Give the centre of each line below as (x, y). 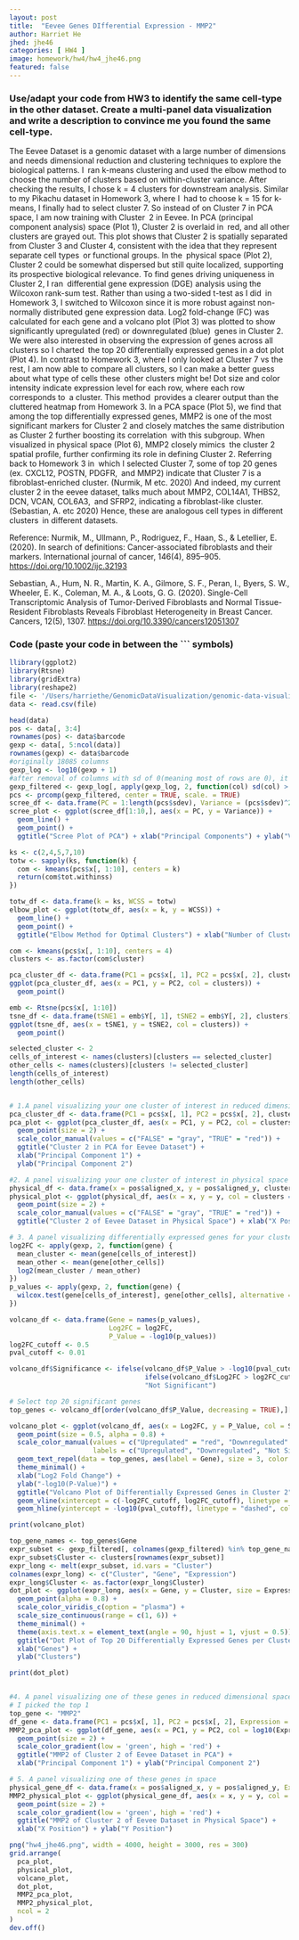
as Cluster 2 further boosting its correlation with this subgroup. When (137, 435)
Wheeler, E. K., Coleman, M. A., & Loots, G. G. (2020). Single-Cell (129, 593)
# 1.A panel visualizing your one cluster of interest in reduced (135, 1106)
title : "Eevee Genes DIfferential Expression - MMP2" (113, 26)
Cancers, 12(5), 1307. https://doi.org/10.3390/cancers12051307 (124, 621)
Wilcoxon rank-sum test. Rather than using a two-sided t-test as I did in (141, 293)
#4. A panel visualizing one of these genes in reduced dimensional (139, 1697)
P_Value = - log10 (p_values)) (162, 1336)
